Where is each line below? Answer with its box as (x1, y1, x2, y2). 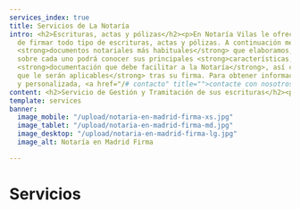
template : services (9, 96, 82, 105)
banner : (9, 104, 38, 113)
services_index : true (9, 13, 90, 22)
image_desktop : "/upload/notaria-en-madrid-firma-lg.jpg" (17, 130, 238, 138)
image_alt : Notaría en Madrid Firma (17, 138, 154, 146)
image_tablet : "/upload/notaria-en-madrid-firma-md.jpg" (17, 121, 234, 130)
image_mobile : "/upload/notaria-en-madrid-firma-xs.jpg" (17, 113, 234, 121)
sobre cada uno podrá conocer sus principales (17, 54, 194, 63)
